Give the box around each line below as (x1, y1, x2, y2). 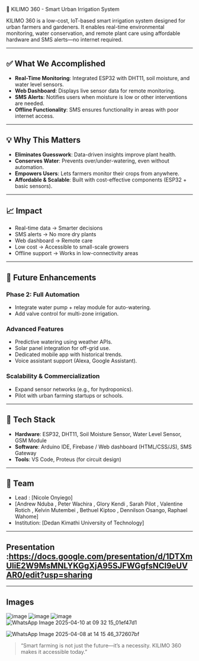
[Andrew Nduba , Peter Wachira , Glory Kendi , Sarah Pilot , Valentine (14, 500, 183, 507)
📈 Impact (6, 206, 43, 216)
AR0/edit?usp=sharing (6, 570, 93, 580)
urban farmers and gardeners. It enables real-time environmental (6, 24, 165, 30)
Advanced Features (6, 325, 64, 333)
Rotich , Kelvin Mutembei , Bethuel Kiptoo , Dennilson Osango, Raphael (14, 507, 188, 514)
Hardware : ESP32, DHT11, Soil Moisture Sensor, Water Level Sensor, (14, 430, 182, 437)
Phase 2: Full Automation (6, 290, 80, 298)
